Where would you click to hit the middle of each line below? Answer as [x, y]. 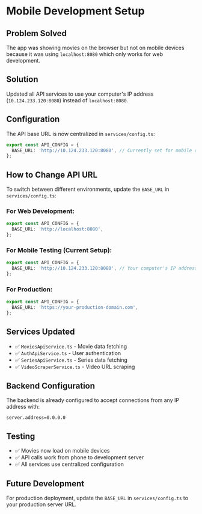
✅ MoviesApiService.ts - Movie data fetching [71, 346]
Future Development [45, 484]
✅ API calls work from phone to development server [79, 457]
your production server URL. [41, 504]
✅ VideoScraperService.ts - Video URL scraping [75, 367]
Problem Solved [37, 33]
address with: [23, 407]
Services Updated [41, 332]
